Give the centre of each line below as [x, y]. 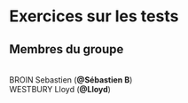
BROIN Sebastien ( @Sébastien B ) [71, 80]
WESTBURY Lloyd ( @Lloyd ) [60, 89]
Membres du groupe [67, 49]
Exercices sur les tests [94, 16]
